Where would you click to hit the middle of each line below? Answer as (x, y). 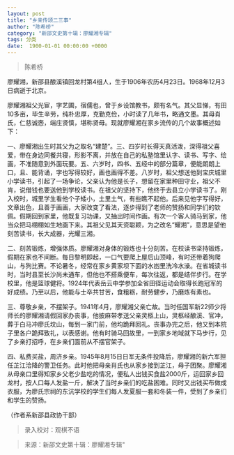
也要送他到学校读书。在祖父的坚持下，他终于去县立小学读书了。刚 (132, 190)
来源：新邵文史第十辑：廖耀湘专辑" (75, 445)
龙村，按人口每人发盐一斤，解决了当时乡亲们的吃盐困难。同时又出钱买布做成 (117, 382)
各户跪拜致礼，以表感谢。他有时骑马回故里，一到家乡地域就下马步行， (120, 333)
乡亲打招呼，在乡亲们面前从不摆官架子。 (71, 342)
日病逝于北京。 (29, 90)
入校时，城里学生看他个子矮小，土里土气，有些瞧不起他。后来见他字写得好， (117, 199)
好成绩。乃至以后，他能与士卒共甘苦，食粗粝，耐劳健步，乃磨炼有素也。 (111, 292)
